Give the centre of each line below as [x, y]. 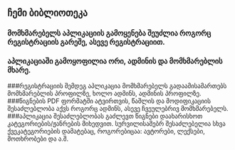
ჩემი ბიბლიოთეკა [47, 13]
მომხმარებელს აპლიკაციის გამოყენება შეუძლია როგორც [109, 33]
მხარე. [19, 70]
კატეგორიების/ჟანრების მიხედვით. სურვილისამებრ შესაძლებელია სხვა [116, 123]
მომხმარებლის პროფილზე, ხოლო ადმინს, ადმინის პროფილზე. [104, 93]
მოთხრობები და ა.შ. [38, 139]
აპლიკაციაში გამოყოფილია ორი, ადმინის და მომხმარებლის [115, 61]
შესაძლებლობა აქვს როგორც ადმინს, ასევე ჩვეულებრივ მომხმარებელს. [118, 108]
